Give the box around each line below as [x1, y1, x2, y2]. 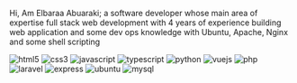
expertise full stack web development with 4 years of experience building [9, 17, 282, 28]
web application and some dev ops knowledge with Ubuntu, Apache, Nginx [9, 27, 289, 37]
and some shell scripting [9, 36, 101, 47]
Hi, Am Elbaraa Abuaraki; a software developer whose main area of [9, 8, 258, 18]
